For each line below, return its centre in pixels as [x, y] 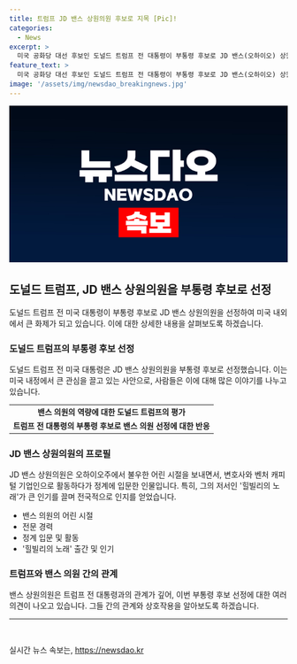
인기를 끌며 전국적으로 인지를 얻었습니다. [107, 497]
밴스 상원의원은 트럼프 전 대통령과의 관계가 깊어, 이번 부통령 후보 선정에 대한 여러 [148, 595]
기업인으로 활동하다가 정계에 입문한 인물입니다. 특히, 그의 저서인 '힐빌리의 [145, 486]
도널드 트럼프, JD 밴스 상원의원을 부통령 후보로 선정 [141, 289]
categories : [31, 28]
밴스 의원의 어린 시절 [57, 516]
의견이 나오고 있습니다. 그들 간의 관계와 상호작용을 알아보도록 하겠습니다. [134, 606]
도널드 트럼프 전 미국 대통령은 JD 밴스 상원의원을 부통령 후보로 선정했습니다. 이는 [148, 370]
